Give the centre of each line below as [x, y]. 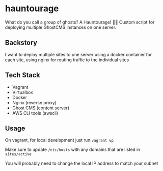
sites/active [18, 154]
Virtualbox [23, 92]
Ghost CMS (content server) [41, 108]
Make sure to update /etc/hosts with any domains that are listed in [73, 149]
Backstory [21, 43]
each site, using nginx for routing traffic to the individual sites [67, 60]
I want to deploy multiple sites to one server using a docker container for [79, 54]
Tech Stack [23, 75]
